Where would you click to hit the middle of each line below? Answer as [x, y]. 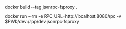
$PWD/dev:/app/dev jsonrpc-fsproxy [42, 22]
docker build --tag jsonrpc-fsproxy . [41, 7]
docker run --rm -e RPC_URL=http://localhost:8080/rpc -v [63, 16]
